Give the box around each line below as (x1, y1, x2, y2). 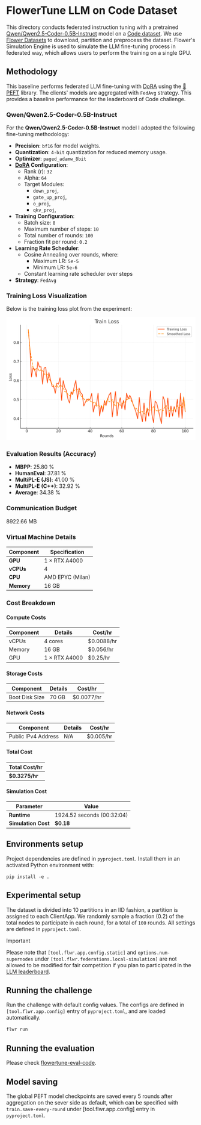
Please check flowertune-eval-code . (6, 1059, 97, 1067)
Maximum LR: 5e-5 (32, 257, 79, 265)
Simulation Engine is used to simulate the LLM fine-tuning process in (6, 43, 176, 50)
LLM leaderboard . (6, 968, 50, 975)
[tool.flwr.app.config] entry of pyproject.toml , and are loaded (6, 1008, 166, 1015)
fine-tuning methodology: (6, 131, 70, 138)
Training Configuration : (14, 213, 75, 220)
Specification (50, 548, 85, 555)
